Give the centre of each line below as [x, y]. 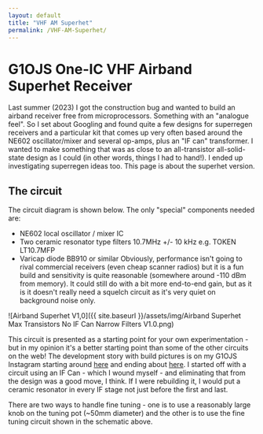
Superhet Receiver [70, 85]
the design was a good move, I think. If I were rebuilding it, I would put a [124, 381]
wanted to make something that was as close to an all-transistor [111, 150]
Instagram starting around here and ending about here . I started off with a [127, 365]
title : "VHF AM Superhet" [50, 23]
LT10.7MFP [37, 250]
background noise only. [57, 301]
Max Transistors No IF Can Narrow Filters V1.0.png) [91, 325]
